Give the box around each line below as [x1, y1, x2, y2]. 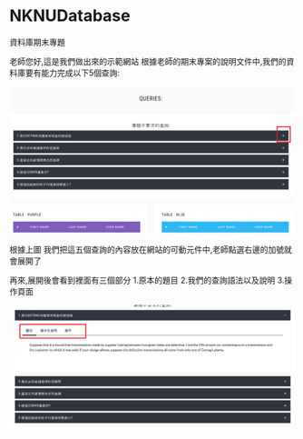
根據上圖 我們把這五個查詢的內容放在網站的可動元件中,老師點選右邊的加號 [9, 244, 284, 254]
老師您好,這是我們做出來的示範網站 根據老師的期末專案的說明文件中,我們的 [9, 55, 288, 66]
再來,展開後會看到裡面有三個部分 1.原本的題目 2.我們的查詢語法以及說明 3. [9, 274, 285, 285]
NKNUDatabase [9, 5, 131, 26]
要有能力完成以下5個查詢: [24, 67, 121, 78]
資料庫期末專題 [9, 36, 65, 47]
